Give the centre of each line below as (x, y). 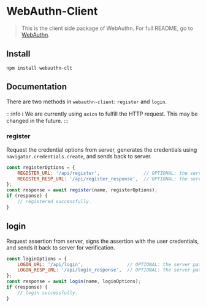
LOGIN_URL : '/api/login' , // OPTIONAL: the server (104, 264)
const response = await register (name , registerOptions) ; (82, 190)
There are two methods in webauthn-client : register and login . (87, 102)
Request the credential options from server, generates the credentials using (102, 150)
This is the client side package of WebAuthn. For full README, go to (107, 28)
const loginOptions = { (37, 259)
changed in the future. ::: (37, 120)
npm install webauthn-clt (39, 68)
